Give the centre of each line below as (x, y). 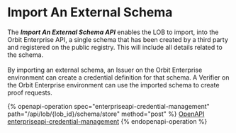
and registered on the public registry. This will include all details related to (115, 47)
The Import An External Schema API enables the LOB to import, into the (113, 32)
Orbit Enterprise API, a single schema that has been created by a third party (118, 39)
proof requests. (30, 92)
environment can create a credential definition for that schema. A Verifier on (118, 77)
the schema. (26, 55)
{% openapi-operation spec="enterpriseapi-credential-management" (109, 106)
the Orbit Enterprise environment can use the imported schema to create (113, 85)
